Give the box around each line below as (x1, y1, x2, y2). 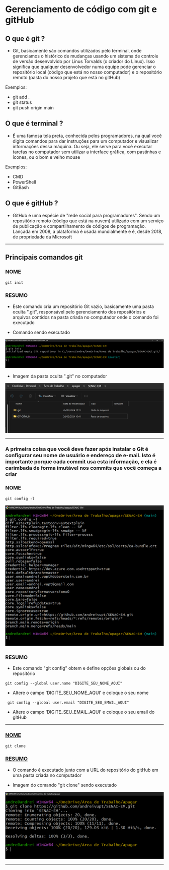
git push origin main (12, 105, 54, 110)
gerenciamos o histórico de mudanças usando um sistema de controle (12, 53, 158, 59)
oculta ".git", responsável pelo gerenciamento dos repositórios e (12, 308, 146, 315)
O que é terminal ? (5, 119, 63, 128)
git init (5, 280, 24, 285)
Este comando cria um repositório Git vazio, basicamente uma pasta (12, 303, 154, 309)
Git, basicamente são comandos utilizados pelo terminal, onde (12, 48, 142, 53)
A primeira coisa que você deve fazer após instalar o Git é (5, 446, 148, 453)
